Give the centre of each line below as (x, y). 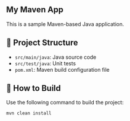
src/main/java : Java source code (56, 57)
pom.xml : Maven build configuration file (62, 69)
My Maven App (35, 10)
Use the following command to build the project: (65, 103)
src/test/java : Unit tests (45, 63)
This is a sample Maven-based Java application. (65, 24)
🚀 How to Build (34, 88)
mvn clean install (29, 113)
